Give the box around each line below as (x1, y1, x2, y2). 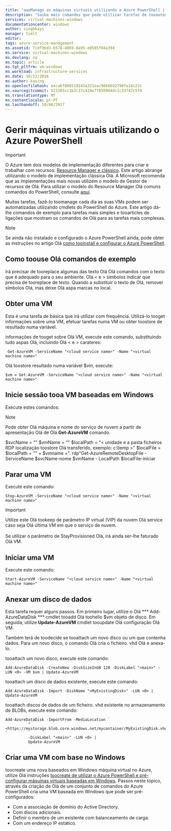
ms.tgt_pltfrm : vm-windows (5, 64, 63, 69)
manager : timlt (5, 31, 38, 36)
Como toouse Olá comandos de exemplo (5, 255, 136, 264)
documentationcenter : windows (5, 21, 70, 27)
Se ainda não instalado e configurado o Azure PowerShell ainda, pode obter (5, 235, 164, 241)
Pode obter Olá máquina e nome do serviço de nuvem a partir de (5, 424, 141, 430)
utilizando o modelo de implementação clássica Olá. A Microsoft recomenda (5, 173, 165, 179)
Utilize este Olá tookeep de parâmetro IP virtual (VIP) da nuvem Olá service (5, 517, 163, 523)
